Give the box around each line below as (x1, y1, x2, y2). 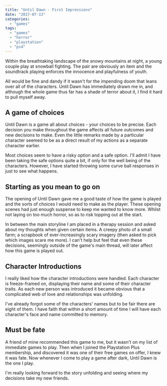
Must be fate (5, 326, 45, 334)
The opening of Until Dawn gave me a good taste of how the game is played (5, 196, 162, 202)
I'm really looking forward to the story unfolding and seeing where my (5, 370, 149, 376)
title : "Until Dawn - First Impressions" (5, 7, 93, 12)
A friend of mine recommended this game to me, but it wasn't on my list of (5, 339, 158, 345)
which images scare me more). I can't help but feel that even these (5, 237, 143, 243)
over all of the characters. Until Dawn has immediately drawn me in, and (5, 83, 153, 90)
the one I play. (5, 360, 34, 366)
